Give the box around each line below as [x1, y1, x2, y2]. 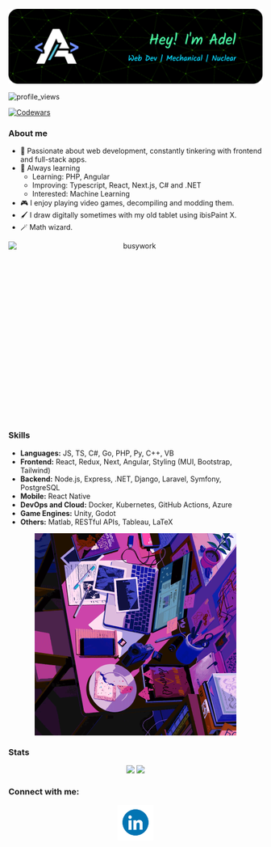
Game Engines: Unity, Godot [19, 508, 116, 518]
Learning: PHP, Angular [31, 172, 110, 182]
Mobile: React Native [19, 491, 91, 501]
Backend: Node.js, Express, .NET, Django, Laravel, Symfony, [19, 474, 222, 484]
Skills [8, 430, 31, 441]
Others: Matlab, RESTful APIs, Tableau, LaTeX [19, 517, 173, 527]
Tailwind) [19, 465, 51, 475]
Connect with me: [8, 786, 80, 797]
